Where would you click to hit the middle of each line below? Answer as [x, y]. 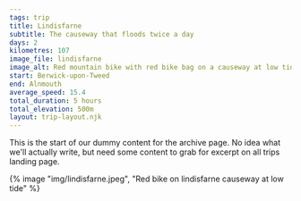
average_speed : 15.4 [48, 92]
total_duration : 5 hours [56, 100]
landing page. [34, 162]
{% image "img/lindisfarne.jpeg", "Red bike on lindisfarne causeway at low [146, 179]
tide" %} [25, 188]
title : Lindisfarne [46, 26]
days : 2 [24, 42]
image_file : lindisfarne [56, 59]
